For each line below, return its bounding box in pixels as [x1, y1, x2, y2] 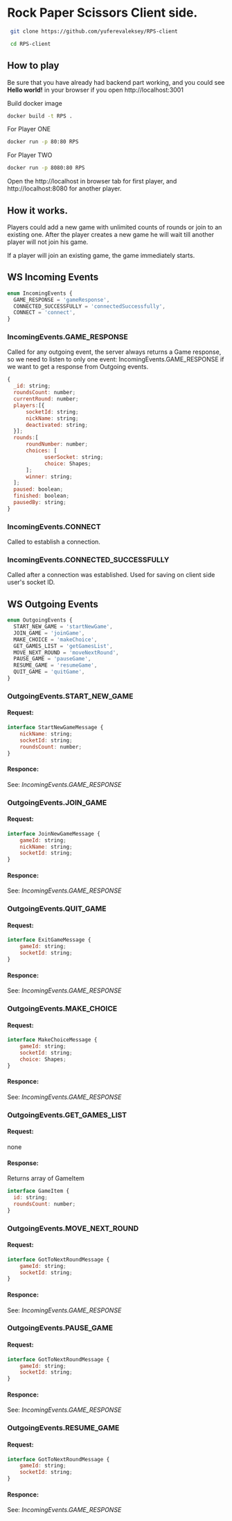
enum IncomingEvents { [7, 290, 73, 297]
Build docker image [7, 99, 62, 107]
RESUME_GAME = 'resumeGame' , [13, 662, 98, 669]
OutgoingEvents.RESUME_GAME [7, 1423, 120, 1433]
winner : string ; [25, 473, 73, 480]
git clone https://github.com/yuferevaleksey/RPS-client [10, 28, 178, 35]
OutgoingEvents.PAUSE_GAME [7, 1323, 113, 1333]
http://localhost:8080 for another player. [7, 184, 122, 193]
